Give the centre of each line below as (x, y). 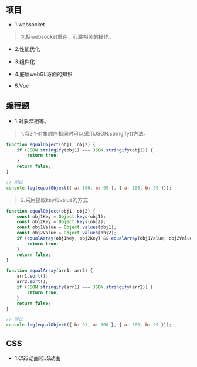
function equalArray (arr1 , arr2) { (50, 271)
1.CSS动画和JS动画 (38, 358)
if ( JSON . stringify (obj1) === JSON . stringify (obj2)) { (85, 150)
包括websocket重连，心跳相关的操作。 (67, 36)
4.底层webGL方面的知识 (43, 74)
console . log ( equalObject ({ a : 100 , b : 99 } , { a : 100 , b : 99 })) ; (89, 188)
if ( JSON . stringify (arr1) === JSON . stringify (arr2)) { (85, 287)
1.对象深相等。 (32, 121)
